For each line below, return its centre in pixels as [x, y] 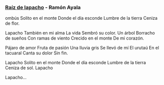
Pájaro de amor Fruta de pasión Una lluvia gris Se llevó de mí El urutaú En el [82, 48]
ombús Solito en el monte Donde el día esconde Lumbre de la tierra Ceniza [82, 18]
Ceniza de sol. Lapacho [29, 68]
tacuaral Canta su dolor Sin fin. [37, 53]
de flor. [12, 23]
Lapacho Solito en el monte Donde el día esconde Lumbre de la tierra [76, 63]
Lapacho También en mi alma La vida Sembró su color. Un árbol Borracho [80, 33]
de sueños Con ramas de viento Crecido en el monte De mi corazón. [75, 38]
